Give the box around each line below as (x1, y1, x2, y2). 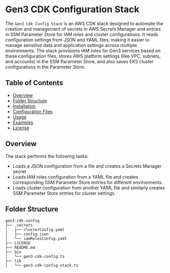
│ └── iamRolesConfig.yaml (5, 236, 67, 241)
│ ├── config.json (5, 232, 49, 237)
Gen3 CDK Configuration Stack (5, 4, 139, 15)
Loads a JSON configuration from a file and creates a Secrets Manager (12, 163, 162, 169)
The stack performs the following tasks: (5, 153, 89, 159)
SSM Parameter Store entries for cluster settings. (12, 190, 116, 196)
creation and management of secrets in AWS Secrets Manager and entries (5, 26, 161, 32)
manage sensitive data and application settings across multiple (5, 42, 137, 48)
